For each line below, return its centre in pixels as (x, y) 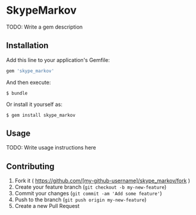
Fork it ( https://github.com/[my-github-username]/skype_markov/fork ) (102, 181)
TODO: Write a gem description (45, 27)
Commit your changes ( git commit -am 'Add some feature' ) (88, 194)
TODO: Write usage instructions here (51, 148)
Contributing (30, 166)
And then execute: (29, 82)
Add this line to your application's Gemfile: (58, 60)
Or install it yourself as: (34, 104)
